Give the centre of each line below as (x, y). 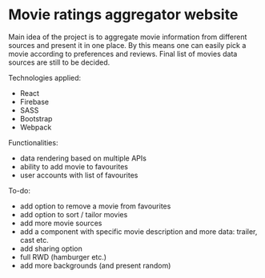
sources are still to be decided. (59, 62)
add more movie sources (61, 223)
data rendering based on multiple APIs (83, 158)
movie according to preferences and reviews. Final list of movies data (123, 54)
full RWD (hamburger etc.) (63, 256)
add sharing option (51, 248)
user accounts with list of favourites (79, 175)
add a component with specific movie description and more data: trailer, (139, 231)
